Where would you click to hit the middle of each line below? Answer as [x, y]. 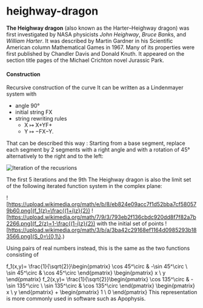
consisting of [23, 255]
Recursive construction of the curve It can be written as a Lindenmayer [95, 88]
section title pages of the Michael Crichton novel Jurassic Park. [85, 60]
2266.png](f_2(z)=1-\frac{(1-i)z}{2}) [51, 224]
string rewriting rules [41, 119]
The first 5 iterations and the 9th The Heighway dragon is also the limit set [99, 179]
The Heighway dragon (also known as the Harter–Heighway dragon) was [98, 28]
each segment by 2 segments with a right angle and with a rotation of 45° [98, 150]
